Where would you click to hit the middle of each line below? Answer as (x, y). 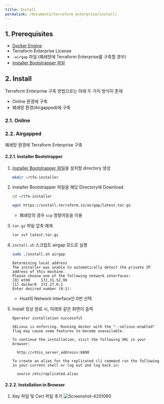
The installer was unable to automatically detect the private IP (81, 267)
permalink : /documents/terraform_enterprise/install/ (61, 14)
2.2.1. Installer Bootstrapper (34, 156)
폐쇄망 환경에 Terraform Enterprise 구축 (44, 145)
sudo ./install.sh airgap (38, 254)
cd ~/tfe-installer (32, 196)
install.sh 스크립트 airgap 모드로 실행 (50, 245)
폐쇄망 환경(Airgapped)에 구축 (41, 108)
